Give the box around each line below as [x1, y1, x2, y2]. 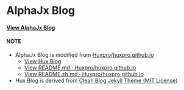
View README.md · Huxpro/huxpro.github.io [24, 64, 136, 71]
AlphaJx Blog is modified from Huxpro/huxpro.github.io [15, 51, 154, 58]
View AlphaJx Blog [6, 24, 55, 31]
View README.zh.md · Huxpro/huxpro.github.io [24, 70, 144, 77]
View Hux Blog [24, 57, 62, 65]
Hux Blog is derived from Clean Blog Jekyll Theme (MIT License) [15, 77, 178, 84]
